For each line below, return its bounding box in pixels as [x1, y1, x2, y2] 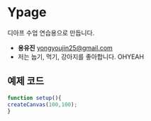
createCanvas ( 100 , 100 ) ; [7, 100, 78, 108]
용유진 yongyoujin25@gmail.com [17, 43, 113, 52]
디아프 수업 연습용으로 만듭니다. [7, 28, 95, 37]
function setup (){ [7, 94, 62, 101]
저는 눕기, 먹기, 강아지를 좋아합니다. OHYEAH [17, 52, 144, 61]
